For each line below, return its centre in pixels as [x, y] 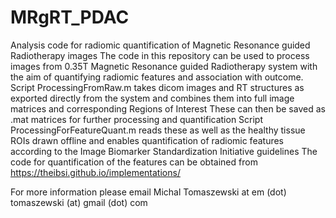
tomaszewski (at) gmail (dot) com [79, 202]
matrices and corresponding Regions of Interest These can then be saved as [168, 108]
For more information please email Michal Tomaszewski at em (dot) [148, 192]
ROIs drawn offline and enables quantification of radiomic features [147, 140]
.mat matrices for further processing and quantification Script [137, 119]
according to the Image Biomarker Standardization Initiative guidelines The [164, 151]
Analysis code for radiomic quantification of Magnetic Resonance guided [160, 45]
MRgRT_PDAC [70, 17]
